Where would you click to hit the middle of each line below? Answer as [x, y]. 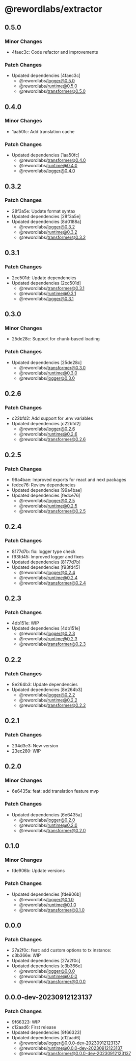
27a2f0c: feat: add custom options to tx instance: [61, 950]
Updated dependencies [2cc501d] [46, 283]
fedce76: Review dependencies [43, 485]
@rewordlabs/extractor [54, 9]
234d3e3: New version [35, 745]
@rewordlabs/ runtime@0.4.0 [48, 166]
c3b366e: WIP [26, 955]
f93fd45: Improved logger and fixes [48, 556]
